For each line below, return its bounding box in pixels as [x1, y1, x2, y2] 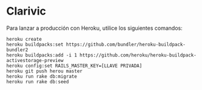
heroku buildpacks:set [6, 41, 64, 47]
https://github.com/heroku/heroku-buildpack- [79, 52, 197, 58]
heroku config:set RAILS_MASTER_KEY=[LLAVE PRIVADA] [6, 63, 143, 69]
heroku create [6, 36, 42, 42]
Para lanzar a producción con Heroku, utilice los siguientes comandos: [6, 24, 183, 32]
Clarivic [6, 4, 47, 18]
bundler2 [6, 47, 29, 53]
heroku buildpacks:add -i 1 [6, 52, 78, 58]
